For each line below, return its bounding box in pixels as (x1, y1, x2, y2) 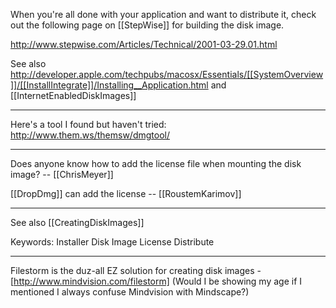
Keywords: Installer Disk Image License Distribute (10, 236, 215, 248)
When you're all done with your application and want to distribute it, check (10, 9, 317, 20)
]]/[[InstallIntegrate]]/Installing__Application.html (10, 79, 209, 91)
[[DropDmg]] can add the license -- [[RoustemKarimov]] (10, 188, 242, 199)
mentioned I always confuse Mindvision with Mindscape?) (10, 286, 250, 298)
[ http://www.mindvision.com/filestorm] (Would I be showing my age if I (10, 275, 303, 287)
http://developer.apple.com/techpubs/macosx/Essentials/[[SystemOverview (10, 69, 324, 80)
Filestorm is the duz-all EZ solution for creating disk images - (10, 265, 262, 276)
